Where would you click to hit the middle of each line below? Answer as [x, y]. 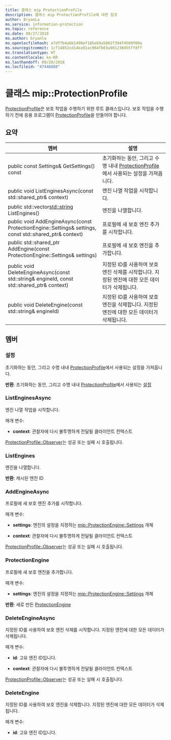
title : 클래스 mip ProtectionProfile [44, 10]
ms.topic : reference [27, 29]
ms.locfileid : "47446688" [33, 67]
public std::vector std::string [40, 207]
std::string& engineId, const [41, 279]
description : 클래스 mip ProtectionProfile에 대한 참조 [62, 15]
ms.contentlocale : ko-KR [32, 57]
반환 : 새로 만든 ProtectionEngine [38, 605]
